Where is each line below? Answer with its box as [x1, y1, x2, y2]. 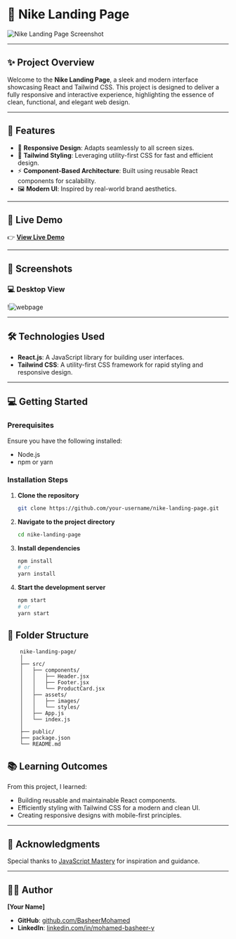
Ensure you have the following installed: [7, 436, 123, 445]
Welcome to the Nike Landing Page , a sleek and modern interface [7, 75, 199, 84]
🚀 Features [7, 125, 55, 137]
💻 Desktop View [7, 284, 65, 294]
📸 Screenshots [7, 263, 73, 275]
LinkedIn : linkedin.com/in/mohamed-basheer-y [17, 924, 155, 932]
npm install [17, 557, 53, 565]
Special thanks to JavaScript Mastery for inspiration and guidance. [7, 857, 200, 865]
